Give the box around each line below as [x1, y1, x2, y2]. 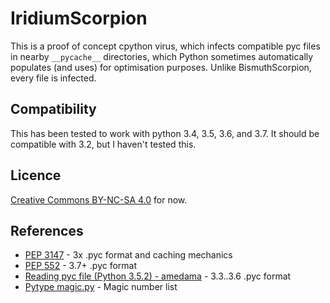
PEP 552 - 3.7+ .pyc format [24, 260, 138, 272]
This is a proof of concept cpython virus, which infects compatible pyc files [10, 40, 321, 52]
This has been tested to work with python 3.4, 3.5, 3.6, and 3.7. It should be [10, 127, 320, 139]
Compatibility [10, 101, 97, 118]
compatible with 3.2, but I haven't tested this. [10, 138, 197, 150]
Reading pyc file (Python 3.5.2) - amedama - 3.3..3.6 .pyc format [24, 270, 292, 282]
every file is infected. [10, 72, 97, 84]
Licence [10, 167, 62, 184]
